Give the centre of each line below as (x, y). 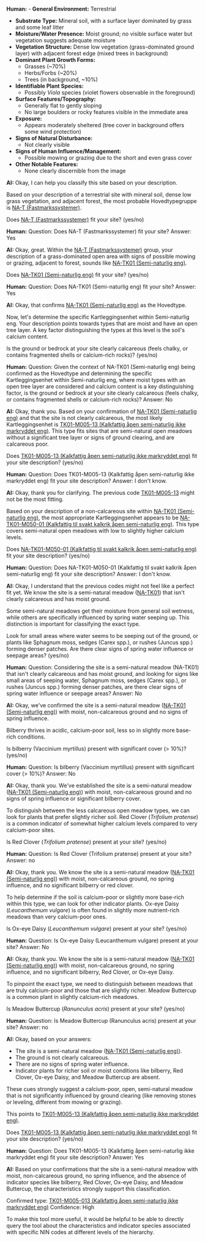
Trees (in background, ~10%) (61, 80)
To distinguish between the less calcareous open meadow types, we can (98, 810)
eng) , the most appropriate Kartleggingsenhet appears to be (102, 518)
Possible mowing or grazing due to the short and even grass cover (108, 158)
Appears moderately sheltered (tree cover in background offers (104, 125)
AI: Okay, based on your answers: (49, 1039)
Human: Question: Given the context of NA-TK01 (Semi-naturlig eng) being (101, 367)
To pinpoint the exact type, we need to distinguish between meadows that (100, 984)
